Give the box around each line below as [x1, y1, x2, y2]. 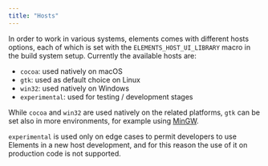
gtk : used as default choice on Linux [19, 75, 140, 84]
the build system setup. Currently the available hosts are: [8, 51, 197, 60]
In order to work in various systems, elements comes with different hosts [8, 34, 250, 43]
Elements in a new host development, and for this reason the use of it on [8, 140, 248, 149]
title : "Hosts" [8, 11, 59, 20]
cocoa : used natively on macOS [19, 66, 123, 76]
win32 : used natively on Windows [19, 83, 130, 93]
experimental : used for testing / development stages [19, 91, 193, 101]
